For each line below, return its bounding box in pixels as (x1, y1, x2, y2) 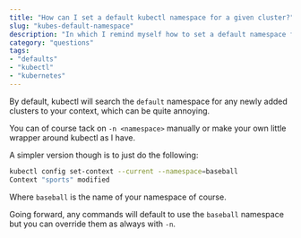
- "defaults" (9, 55, 58, 64)
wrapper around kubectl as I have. (9, 132, 136, 143)
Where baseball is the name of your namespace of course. (9, 191, 227, 202)
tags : (9, 47, 30, 55)
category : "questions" (9, 38, 94, 47)
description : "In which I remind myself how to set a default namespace (9, 30, 287, 38)
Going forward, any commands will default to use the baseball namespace (9, 208, 285, 219)
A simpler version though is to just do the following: (9, 149, 199, 160)
